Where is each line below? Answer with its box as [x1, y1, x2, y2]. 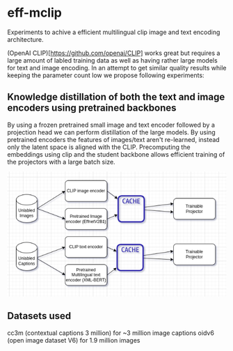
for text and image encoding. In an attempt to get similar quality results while [7, 63, 227, 72]
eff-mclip [7, 5, 63, 21]
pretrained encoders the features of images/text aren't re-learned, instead [7, 135, 220, 143]
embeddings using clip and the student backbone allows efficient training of [7, 150, 225, 158]
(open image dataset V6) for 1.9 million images [7, 336, 140, 344]
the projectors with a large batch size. [7, 157, 116, 166]
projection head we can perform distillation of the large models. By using [7, 127, 216, 136]
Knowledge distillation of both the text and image [7, 91, 225, 103]
